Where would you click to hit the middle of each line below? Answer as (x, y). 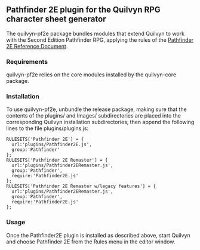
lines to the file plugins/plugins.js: (47, 128)
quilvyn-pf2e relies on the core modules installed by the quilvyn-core (91, 75)
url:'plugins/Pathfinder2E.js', (52, 145)
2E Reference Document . (37, 46)
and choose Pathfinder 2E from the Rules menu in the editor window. (91, 242)
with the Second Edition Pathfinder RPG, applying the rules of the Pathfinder (100, 40)
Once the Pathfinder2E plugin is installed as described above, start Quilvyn (98, 235)
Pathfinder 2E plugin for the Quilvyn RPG (83, 10)
